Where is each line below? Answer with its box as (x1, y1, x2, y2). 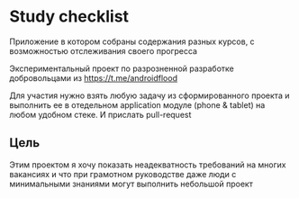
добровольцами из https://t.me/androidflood (9, 72, 178, 83)
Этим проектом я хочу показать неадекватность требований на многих (9, 159, 286, 170)
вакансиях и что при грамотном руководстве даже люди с (9, 168, 237, 179)
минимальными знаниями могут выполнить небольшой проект (9, 178, 254, 189)
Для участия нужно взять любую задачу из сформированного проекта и (9, 90, 290, 101)
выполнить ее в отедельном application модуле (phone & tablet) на (9, 99, 266, 110)
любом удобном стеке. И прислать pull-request (9, 109, 192, 120)
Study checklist (9, 6, 129, 27)
